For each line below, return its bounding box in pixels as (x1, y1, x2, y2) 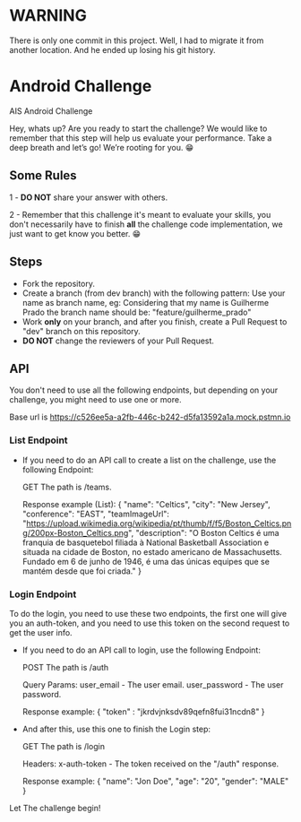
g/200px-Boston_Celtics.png (21, 527, 129, 538)
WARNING (9, 5, 87, 26)
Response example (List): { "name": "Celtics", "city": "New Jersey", (21, 498, 271, 509)
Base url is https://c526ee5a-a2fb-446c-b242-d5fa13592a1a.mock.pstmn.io (9, 411, 291, 422)
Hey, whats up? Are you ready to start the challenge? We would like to (9, 123, 268, 134)
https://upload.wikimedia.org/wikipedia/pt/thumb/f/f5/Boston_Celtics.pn (26, 517, 292, 529)
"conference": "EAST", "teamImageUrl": (21, 508, 170, 519)
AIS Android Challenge (9, 105, 93, 117)
